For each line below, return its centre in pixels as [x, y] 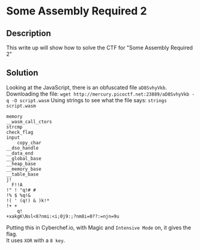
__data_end [20, 153]
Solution [22, 73]
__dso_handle [23, 148]
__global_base [24, 158]
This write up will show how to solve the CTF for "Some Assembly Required [100, 47]
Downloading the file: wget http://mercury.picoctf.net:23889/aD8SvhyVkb [98, 94]
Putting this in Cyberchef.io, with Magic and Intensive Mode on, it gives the [98, 227]
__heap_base [21, 163]
